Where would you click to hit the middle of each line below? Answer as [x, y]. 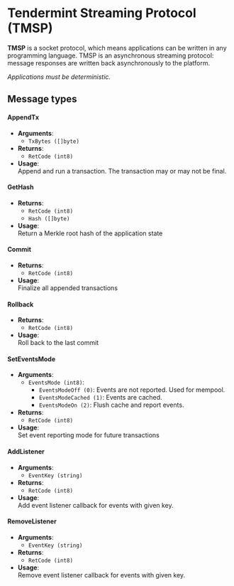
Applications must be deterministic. [59, 77]
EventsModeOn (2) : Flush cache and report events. [111, 405]
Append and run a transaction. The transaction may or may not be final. [122, 171]
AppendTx [23, 117]
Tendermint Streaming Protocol [102, 13]
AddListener [26, 451]
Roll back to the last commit [58, 343]
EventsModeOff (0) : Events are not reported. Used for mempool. [132, 390]
